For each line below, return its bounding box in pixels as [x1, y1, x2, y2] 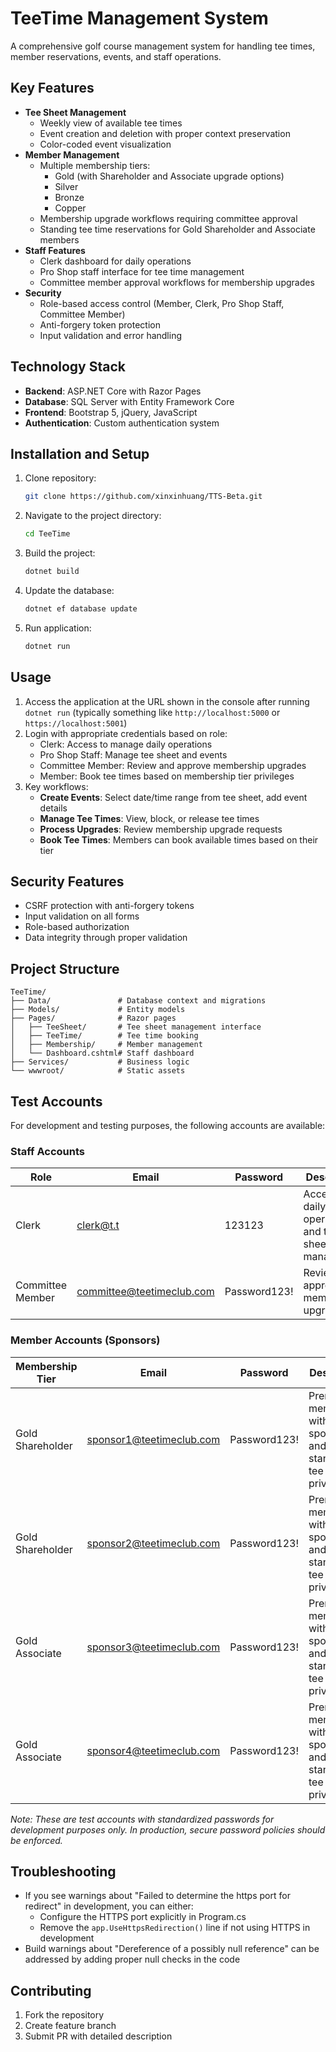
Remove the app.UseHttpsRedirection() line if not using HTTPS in [39, 1922, 311, 1934]
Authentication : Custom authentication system [24, 417, 220, 429]
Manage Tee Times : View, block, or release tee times [39, 812, 260, 824]
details [39, 802, 68, 814]
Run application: [24, 622, 92, 634]
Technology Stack [10, 358, 126, 376]
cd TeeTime [24, 529, 71, 539]
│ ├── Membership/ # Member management [10, 1040, 203, 1050]
